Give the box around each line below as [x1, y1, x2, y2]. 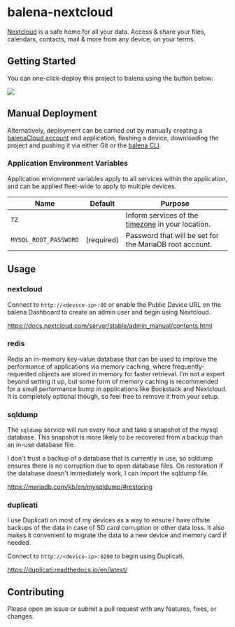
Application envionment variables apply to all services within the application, [7, 174, 228, 183]
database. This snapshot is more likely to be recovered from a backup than [7, 433, 223, 442]
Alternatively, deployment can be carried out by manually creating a [7, 126, 203, 134]
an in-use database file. [7, 440, 76, 449]
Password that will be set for [125, 230, 219, 240]
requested [7, 369, 37, 378]
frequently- [172, 362, 205, 371]
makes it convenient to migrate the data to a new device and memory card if [7, 531, 227, 539]
